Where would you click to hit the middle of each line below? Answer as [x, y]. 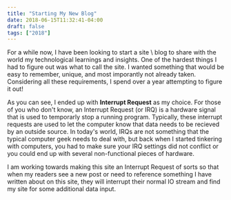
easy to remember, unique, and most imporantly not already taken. [102, 74]
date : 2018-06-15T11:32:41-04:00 [55, 20]
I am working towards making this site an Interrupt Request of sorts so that [113, 167]
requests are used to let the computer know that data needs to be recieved [113, 124]
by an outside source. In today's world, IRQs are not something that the [108, 132]
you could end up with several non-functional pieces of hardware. [101, 154]
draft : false [26, 26]
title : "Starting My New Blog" [52, 13]
